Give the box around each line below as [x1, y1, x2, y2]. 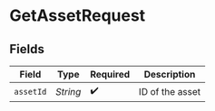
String [55, 85, 82, 97]
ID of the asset [139, 85, 201, 97]
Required [90, 69, 131, 80]
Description [143, 69, 196, 80]
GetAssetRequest [9, 5, 146, 26]
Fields [9, 42, 45, 57]
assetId [14, 87, 47, 97]
